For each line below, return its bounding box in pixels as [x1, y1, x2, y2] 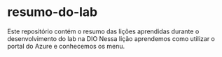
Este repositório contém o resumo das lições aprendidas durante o [7, 27, 200, 35]
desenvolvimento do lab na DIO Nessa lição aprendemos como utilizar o [7, 34, 216, 42]
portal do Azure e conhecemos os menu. [7, 42, 125, 50]
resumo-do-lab [7, 4, 98, 20]
